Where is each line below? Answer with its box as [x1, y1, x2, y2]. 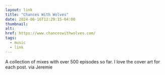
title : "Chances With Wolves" [5, 12, 69, 17]
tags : [5, 36, 17, 41]
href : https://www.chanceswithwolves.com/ [5, 31, 96, 36]
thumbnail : [5, 21, 28, 27]
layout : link [5, 7, 33, 13]
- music [10, 40, 26, 45]
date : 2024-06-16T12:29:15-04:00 [5, 17, 76, 22]
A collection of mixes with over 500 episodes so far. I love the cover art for [5, 58, 160, 64]
